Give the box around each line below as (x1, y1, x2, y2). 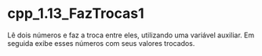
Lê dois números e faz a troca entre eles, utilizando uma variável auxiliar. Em (7, 30, 255, 40)
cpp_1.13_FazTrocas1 (7, 5, 144, 23)
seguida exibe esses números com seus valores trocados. (7, 38, 195, 47)
